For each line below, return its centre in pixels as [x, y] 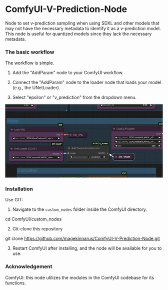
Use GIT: [14, 200]
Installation [19, 189]
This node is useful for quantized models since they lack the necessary [78, 34]
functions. [15, 283]
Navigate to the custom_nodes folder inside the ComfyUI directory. [80, 209]
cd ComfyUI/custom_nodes [33, 219]
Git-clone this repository [37, 229]
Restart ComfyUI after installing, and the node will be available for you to [87, 248]
